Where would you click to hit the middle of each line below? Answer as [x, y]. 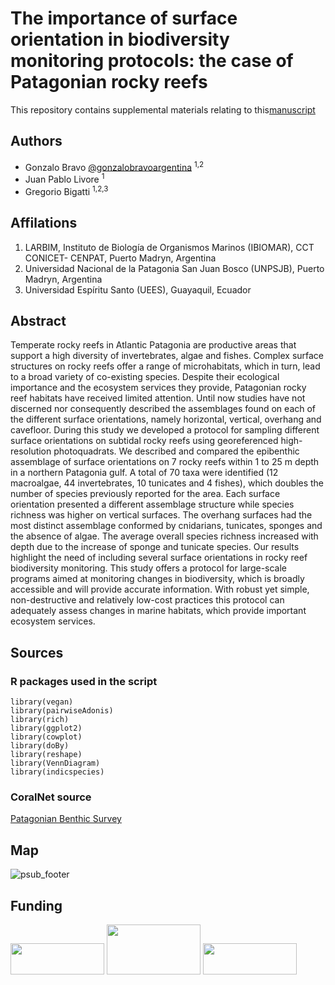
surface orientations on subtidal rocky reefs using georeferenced [144, 441]
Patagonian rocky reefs [109, 82]
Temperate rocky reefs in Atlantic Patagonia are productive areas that [153, 345]
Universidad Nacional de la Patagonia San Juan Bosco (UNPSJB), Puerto [174, 268]
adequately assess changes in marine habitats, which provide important [158, 611]
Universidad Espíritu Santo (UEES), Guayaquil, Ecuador [138, 289]
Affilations [44, 223]
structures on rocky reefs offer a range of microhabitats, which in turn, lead [165, 366]
